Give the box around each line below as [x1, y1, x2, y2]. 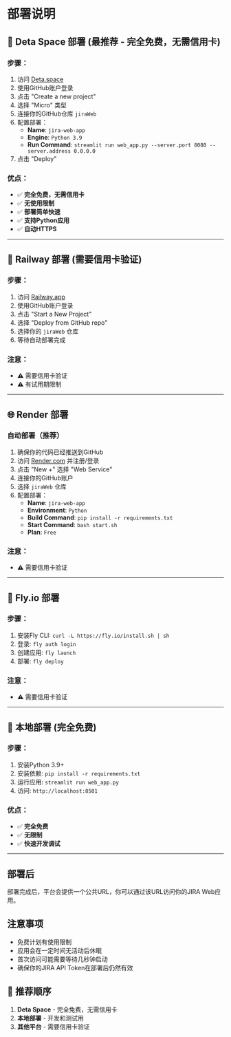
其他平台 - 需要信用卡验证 [16, 1023, 91, 1031]
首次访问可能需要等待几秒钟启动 [16, 954, 108, 963]
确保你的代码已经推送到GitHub [16, 448, 104, 456]
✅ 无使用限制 [16, 199, 55, 207]
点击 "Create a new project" [16, 92, 96, 100]
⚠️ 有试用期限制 [16, 380, 62, 389]
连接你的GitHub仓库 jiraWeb [16, 109, 97, 118]
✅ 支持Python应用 [16, 216, 70, 224]
